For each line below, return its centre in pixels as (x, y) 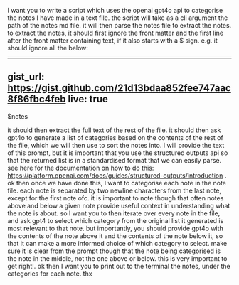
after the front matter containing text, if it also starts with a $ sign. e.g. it (113, 41)
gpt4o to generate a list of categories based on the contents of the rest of (116, 137)
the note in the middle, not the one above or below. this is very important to (117, 258)
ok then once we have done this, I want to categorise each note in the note (117, 183)
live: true (88, 99)
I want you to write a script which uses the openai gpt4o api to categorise (115, 10)
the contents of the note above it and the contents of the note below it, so (115, 236)
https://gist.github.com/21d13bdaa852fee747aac (119, 88)
